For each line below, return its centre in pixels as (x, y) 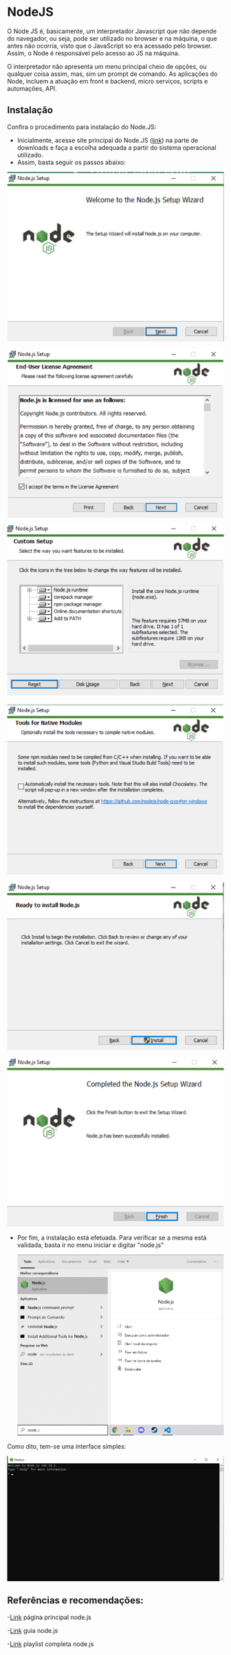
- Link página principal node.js (49, 1617)
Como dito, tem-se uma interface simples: (67, 1446)
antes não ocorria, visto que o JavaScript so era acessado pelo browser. (110, 46)
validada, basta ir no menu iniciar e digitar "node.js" (90, 1245)
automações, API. (32, 88)
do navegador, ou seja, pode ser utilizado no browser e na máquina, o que (112, 38)
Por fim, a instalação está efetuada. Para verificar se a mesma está (112, 1238)
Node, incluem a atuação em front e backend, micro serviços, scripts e (108, 81)
